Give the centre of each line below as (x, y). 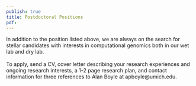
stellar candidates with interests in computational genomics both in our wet (98, 45)
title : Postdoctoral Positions (45, 17)
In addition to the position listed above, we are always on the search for (93, 39)
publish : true (24, 11)
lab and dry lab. (25, 52)
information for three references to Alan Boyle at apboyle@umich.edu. (92, 77)
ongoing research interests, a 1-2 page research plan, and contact (87, 71)
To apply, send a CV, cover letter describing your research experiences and (98, 64)
